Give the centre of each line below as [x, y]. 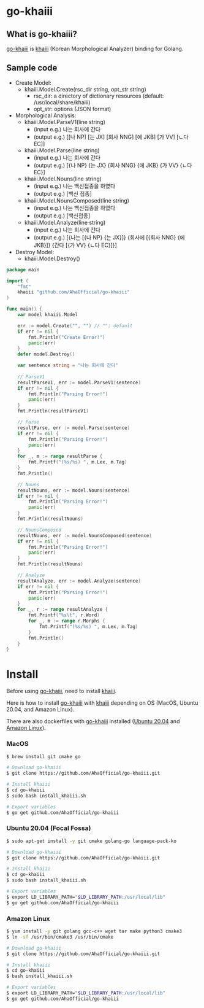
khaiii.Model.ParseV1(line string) [65, 122]
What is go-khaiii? [42, 34]
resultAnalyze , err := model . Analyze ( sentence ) [79, 581]
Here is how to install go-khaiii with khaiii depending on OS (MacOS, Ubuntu [102, 703]
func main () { [25, 309]
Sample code [32, 68]
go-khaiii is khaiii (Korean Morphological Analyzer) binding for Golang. [95, 48]
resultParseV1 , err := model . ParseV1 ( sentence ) [79, 382]
